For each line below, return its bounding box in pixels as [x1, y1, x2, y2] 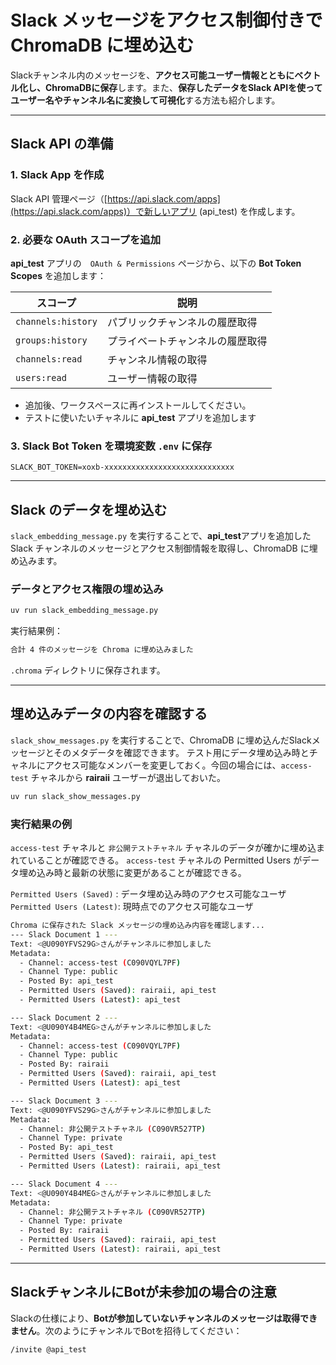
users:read [15, 372, 67, 383]
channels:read [15, 353, 83, 365]
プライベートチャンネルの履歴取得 [106, 334, 268, 348]
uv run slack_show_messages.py [10, 791, 141, 801]
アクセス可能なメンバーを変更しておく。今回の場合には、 [44, 759, 282, 771]
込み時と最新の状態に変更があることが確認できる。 [36, 867, 247, 879]
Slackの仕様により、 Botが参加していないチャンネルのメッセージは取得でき [10, 1312, 318, 1324]
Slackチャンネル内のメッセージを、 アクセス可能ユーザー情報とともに [10, 69, 295, 81]
